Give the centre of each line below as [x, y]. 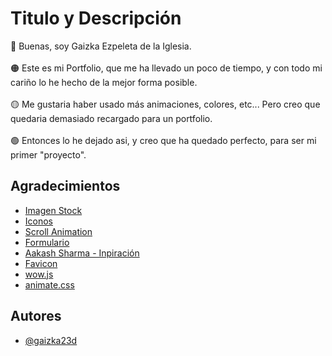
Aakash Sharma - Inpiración [82, 253]
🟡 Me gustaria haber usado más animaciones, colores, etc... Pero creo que [165, 104]
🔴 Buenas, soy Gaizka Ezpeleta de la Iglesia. [101, 46]
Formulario [47, 242]
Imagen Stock [53, 210]
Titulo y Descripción [96, 18]
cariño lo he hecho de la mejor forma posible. [104, 82]
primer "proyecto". [48, 154]
